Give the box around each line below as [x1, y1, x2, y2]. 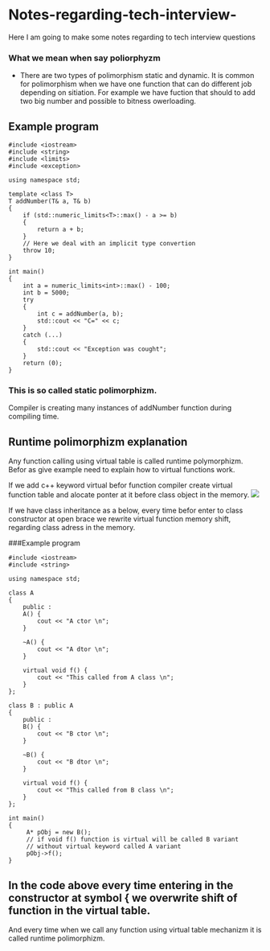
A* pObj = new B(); [26, 829, 92, 837]
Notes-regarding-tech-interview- [8, 6, 237, 24]
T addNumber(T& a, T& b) [8, 197, 92, 206]
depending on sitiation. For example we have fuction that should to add [19, 88, 256, 97]
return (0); [22, 360, 63, 368]
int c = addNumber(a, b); [37, 310, 125, 319]
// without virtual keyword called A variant [26, 842, 182, 850]
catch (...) [22, 331, 63, 340]
